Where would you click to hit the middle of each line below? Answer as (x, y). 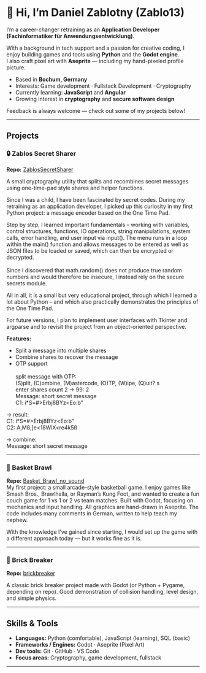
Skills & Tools (32, 623)
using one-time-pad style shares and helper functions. (75, 188)
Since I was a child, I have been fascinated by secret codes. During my (96, 199)
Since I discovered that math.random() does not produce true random (94, 270)
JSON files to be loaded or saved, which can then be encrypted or (90, 250)
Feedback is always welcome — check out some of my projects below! (96, 110)
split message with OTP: (46, 376)
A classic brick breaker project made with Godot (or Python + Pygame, (96, 585)
